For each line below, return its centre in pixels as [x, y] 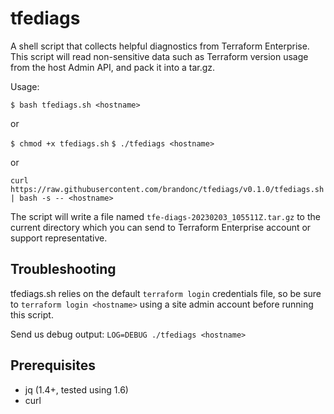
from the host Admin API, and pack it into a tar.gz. [113, 67]
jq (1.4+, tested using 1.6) [76, 389]
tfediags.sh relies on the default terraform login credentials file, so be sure [166, 293]
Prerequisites [53, 365]
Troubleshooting [63, 269]
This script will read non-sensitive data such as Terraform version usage [159, 56]
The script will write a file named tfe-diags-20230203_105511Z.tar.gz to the [165, 216]
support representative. [59, 238]
